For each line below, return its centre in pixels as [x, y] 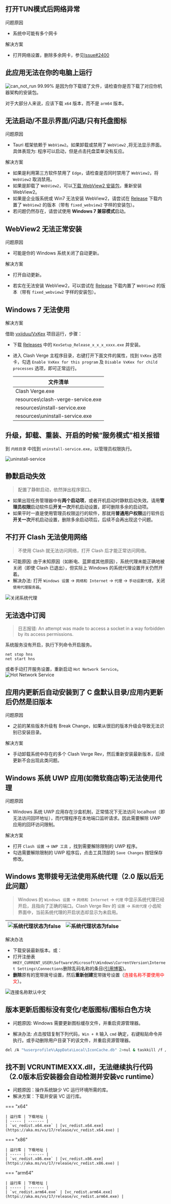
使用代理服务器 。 [28, 587]
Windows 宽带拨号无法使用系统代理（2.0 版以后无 [84, 877]
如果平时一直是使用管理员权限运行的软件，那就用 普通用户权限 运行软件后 [88, 513]
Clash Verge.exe [35, 391]
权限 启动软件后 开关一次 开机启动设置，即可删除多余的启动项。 [86, 507]
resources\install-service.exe [50, 408]
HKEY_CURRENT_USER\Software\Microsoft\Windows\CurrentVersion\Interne [89, 963]
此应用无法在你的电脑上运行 [49, 73]
